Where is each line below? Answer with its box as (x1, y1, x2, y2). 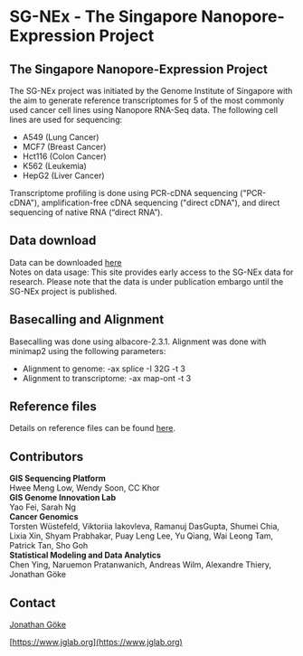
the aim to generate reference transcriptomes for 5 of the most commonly (9, 95, 285, 106)
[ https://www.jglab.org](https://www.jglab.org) (9, 637, 183, 648)
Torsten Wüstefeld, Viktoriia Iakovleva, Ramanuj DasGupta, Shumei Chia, (9, 521, 280, 532)
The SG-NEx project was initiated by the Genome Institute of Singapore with (9, 86, 293, 96)
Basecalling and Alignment (9, 312, 165, 327)
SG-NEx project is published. (9, 286, 118, 296)
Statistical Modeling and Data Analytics (9, 549, 161, 561)
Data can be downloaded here (9, 257, 122, 267)
